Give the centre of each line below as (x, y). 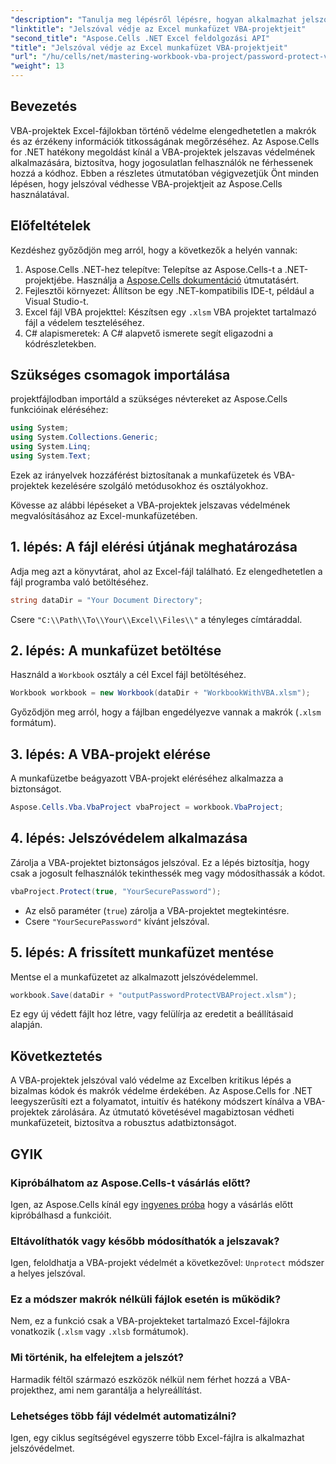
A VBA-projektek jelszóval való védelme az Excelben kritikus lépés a (151, 1080)
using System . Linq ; (51, 447)
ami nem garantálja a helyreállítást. (130, 1390)
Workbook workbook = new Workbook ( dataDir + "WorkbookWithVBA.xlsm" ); (160, 693)
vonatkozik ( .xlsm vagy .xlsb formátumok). (99, 1332)
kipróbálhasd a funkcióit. (61, 1215)
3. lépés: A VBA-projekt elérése (110, 754)
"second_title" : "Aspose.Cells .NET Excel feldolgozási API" (140, 38)
